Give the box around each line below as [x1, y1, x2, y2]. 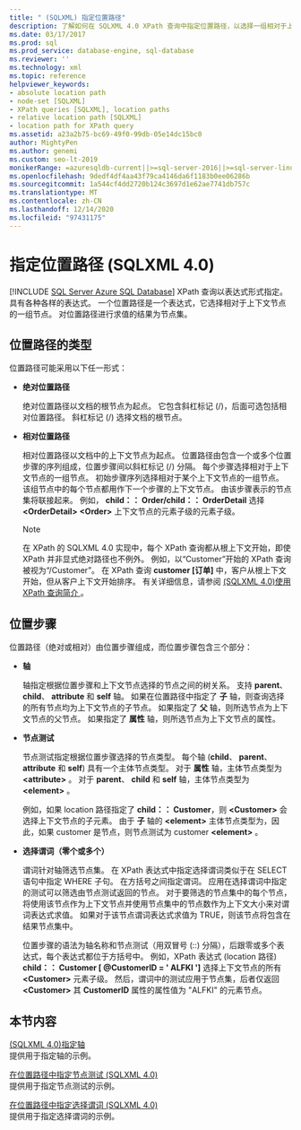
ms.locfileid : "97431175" [9, 213, 106, 222]
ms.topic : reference [9, 72, 87, 81]
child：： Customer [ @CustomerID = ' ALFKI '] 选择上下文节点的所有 [21, 962, 282, 973]
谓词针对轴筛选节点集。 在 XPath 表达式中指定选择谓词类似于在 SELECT [21, 865, 288, 875]
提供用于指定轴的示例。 [9, 1050, 96, 1061]
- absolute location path [9, 88, 106, 97]
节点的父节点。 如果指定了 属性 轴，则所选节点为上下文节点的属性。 [30, 714, 280, 725]
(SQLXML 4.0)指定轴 [9, 1039, 85, 1049]
